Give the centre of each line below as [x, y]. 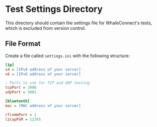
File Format [23, 44]
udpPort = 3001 [21, 92]
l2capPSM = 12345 [23, 119]
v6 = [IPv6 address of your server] [43, 74]
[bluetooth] [17, 101]
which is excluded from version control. [45, 28]
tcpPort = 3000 [21, 88]
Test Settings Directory [54, 9]
